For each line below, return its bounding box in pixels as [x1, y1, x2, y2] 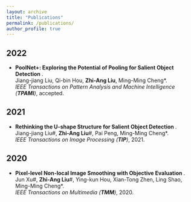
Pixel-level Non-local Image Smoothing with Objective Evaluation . [15, 169, 186, 177]
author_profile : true [6, 25, 61, 32]
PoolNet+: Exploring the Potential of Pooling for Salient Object [15, 64, 174, 71]
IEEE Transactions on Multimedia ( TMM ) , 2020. [15, 188, 134, 196]
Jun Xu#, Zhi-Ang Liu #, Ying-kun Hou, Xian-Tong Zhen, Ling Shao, [15, 175, 183, 183]
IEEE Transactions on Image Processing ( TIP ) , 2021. [15, 136, 145, 143]
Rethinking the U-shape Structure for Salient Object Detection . [15, 123, 177, 130]
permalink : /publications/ [6, 20, 74, 26]
